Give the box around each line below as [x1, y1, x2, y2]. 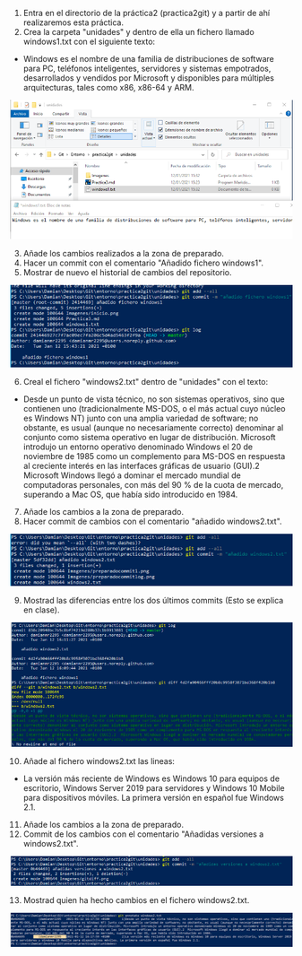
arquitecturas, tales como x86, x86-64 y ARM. [22, 83, 194, 92]
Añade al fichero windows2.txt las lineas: [22, 755, 176, 766]
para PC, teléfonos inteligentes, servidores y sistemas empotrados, [22, 63, 272, 74]
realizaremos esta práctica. [22, 17, 125, 28]
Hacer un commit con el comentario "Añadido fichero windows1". [22, 257, 263, 268]
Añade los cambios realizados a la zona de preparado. [22, 248, 225, 258]
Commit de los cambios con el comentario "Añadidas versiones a [22, 829, 264, 839]
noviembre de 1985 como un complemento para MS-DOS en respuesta [22, 451, 286, 462]
